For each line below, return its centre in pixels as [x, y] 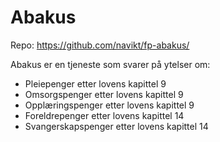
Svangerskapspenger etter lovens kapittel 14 [116, 126]
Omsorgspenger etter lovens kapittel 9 [104, 94]
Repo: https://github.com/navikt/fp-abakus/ [100, 45]
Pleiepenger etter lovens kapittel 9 [95, 83]
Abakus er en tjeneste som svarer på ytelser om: [110, 64]
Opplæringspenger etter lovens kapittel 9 [109, 105]
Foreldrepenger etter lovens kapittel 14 [104, 115]
